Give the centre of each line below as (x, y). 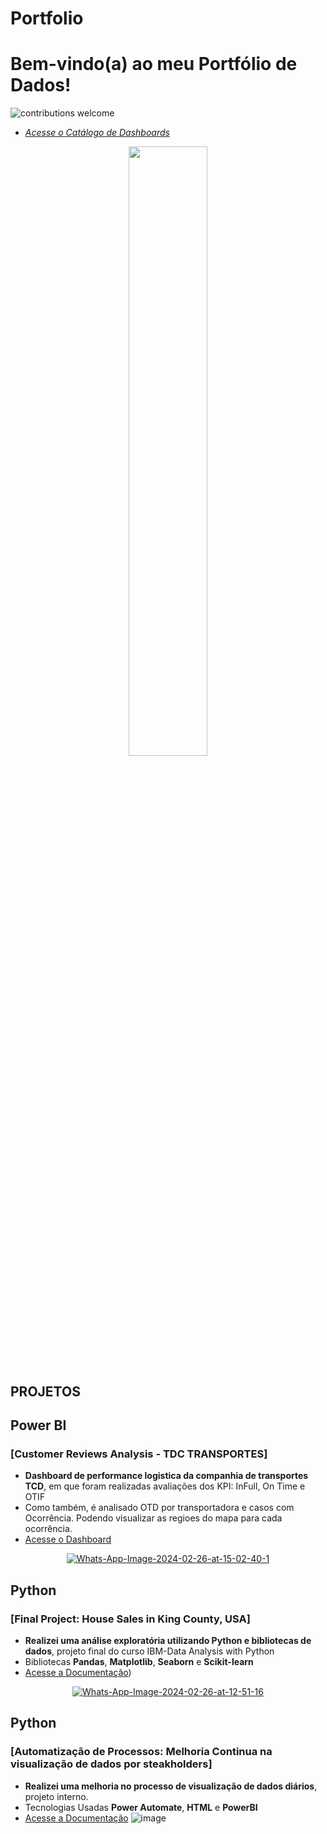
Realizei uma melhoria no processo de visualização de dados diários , (171, 1786)
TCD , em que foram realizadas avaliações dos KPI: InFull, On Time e (165, 1486)
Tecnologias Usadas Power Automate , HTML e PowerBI (141, 1807)
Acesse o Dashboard (68, 1539)
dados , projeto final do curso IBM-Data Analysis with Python (149, 1651)
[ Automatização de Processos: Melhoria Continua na (141, 1752)
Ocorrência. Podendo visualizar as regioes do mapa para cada (153, 1518)
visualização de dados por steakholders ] (111, 1764)
